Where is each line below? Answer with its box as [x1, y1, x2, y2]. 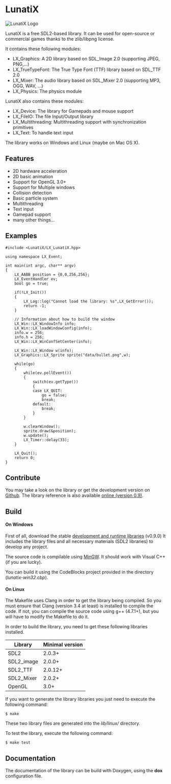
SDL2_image [8, 658, 39, 665]
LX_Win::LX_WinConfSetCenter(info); [14, 339, 93, 344]
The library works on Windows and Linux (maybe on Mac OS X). [5, 139, 140, 146]
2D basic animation [12, 173, 53, 179]
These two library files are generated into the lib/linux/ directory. [5, 720, 140, 726]
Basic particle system [12, 195, 58, 201]
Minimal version [43, 641, 83, 648]
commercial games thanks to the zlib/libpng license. [5, 36, 115, 42]
